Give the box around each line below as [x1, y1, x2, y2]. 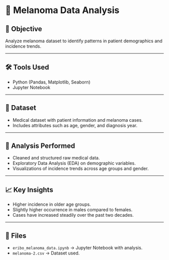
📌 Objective [5, 25, 42, 33]
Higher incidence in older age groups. [12, 201, 92, 208]
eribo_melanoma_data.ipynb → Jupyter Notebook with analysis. [12, 245, 143, 251]
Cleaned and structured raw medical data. [12, 155, 100, 161]
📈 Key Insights [5, 186, 54, 194]
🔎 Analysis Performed [5, 142, 75, 150]
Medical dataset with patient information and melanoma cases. [12, 117, 143, 123]
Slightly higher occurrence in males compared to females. [12, 207, 133, 213]
